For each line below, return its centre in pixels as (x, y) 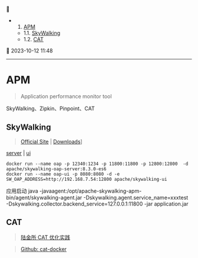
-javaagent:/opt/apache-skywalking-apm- (90, 191)
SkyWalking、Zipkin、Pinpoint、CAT (51, 108)
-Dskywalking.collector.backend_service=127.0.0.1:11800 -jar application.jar (97, 204)
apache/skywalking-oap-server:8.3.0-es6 (57, 169)
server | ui (19, 153)
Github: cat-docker (43, 249)
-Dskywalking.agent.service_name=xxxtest (136, 197)
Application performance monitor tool (66, 96)
